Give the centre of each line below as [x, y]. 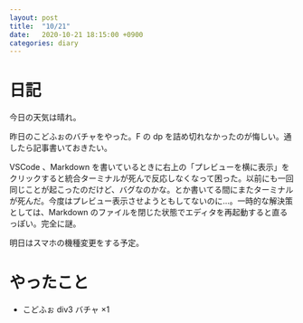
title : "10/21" [40, 26]
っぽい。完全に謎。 [45, 223]
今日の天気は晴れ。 [45, 118]
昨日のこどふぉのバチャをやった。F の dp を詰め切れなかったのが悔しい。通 [151, 137]
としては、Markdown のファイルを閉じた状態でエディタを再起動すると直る [149, 213]
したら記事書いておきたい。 [61, 148]
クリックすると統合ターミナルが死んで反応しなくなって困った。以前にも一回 [151, 178]
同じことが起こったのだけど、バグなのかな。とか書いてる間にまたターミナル [151, 190]
